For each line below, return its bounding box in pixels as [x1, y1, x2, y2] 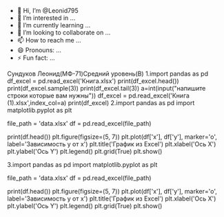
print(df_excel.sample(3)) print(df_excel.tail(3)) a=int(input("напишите [7, 84, 206, 92]
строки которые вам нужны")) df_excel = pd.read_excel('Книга [7, 91, 190, 100]
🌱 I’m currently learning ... [17, 21, 91, 29]
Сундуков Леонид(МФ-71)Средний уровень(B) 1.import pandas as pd [7, 69, 209, 78]
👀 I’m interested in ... [17, 14, 76, 22]
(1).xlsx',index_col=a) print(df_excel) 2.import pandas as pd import [7, 99, 195, 106]
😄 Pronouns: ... [17, 46, 62, 54]
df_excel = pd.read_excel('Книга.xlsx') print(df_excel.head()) [7, 77, 179, 85]
